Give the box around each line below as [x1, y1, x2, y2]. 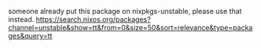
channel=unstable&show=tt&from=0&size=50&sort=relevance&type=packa [8, 23, 253, 32]
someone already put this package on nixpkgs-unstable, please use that [8, 7, 242, 15]
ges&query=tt [8, 31, 53, 40]
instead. [8, 15, 35, 24]
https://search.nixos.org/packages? [35, 15, 151, 24]
